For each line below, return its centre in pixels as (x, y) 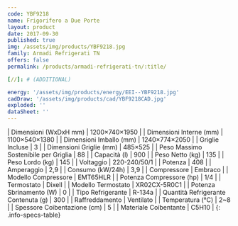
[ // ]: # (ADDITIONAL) (39, 79)
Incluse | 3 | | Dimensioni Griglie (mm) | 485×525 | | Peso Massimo (105, 147)
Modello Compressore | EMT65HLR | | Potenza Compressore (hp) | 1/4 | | (114, 177)
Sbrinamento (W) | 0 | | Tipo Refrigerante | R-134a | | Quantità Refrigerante (117, 192)
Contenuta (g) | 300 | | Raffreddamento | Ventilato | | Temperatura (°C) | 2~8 (119, 200)
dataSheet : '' (28, 112)
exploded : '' (27, 106)
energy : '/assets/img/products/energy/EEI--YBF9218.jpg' (93, 92)
